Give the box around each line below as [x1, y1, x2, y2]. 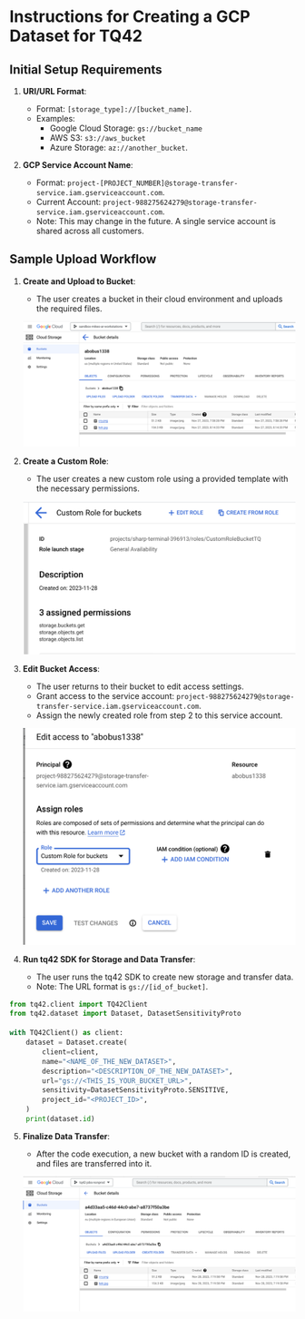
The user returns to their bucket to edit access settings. [35, 681, 245, 692]
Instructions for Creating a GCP [9, 6, 251, 27]
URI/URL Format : [22, 86, 87, 96]
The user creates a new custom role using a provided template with [35, 473, 289, 484]
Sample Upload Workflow [9, 251, 157, 267]
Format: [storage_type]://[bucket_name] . [35, 103, 192, 114]
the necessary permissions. [35, 483, 141, 494]
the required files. [35, 302, 103, 314]
